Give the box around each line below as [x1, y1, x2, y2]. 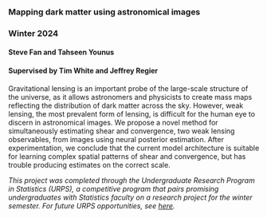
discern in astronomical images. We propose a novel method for [8, 117, 218, 127]
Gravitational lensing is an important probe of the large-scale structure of [8, 83, 249, 93]
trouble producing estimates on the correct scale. [8, 160, 171, 169]
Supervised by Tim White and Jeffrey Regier [8, 66, 159, 76]
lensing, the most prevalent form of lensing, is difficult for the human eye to [8, 109, 256, 118]
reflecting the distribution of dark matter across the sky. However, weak [8, 101, 244, 110]
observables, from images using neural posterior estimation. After [8, 134, 225, 144]
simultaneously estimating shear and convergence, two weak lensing [8, 126, 235, 136]
